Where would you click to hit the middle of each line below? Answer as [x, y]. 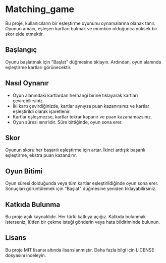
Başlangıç [21, 50]
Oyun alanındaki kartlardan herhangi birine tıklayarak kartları [75, 95]
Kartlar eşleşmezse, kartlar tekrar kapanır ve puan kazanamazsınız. [82, 116]
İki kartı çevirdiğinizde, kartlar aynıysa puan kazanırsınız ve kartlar [81, 106]
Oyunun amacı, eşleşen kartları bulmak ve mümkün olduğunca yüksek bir [81, 28]
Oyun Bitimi [24, 171]
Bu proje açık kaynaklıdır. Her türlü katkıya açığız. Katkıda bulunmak [76, 217]
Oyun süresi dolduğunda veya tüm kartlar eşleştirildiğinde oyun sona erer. [82, 183]
